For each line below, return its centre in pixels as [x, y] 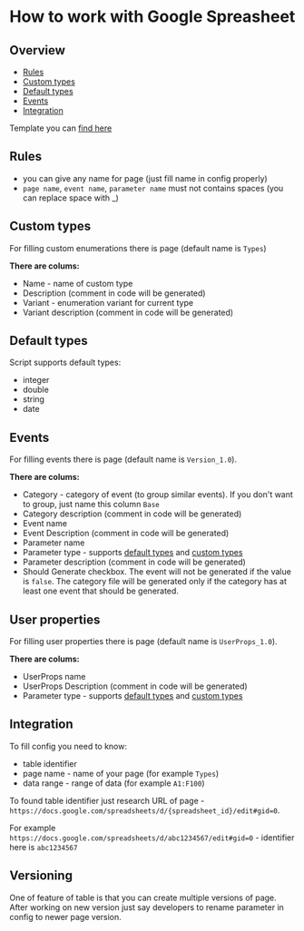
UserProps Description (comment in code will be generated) [135, 686]
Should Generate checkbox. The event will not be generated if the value [157, 572]
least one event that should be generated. [101, 591]
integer [36, 380]
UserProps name [54, 677]
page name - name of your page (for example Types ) [121, 773]
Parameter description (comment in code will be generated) [134, 562]
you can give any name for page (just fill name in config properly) [145, 178]
